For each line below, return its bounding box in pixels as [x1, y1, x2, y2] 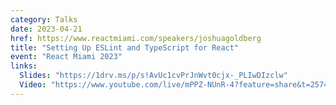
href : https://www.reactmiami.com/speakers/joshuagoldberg [10, 33, 262, 43]
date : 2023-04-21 [10, 24, 83, 34]
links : [10, 61, 38, 71]
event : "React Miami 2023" [10, 52, 123, 62]
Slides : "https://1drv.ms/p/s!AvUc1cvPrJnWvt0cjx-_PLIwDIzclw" [19, 71, 288, 81]
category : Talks [10, 14, 78, 25]
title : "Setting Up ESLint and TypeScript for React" [10, 42, 240, 53]
